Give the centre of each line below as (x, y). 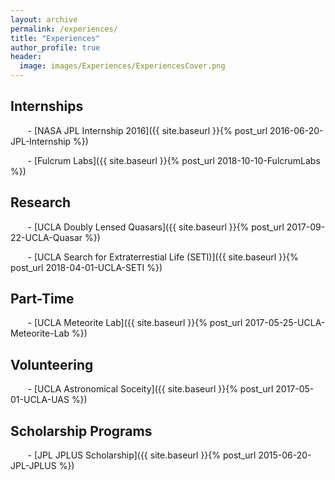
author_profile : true (55, 47)
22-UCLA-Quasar (46, 237)
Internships (47, 106)
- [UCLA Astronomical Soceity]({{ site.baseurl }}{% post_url (150, 389)
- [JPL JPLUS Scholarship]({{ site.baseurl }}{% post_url (142, 455)
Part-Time (42, 299)
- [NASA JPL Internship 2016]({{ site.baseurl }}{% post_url (147, 130)
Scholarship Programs (81, 431)
